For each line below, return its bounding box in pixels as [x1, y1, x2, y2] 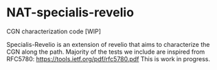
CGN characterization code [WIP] [6, 27, 101, 35]
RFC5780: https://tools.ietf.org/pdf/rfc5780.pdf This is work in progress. [6, 54, 211, 63]
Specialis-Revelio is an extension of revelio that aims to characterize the [6, 40, 210, 48]
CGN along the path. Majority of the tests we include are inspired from [6, 48, 205, 56]
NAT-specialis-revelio [6, 5, 135, 20]
